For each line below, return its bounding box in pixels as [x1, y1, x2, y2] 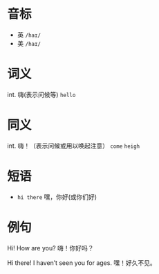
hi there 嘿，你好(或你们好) [17, 192, 97, 201]
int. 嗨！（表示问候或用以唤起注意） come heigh [7, 142, 140, 150]
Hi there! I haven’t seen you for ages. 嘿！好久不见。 [7, 258, 157, 267]
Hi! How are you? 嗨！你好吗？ [7, 243, 95, 252]
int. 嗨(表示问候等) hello [7, 90, 76, 99]
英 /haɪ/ [17, 31, 41, 39]
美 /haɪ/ [17, 39, 41, 47]
